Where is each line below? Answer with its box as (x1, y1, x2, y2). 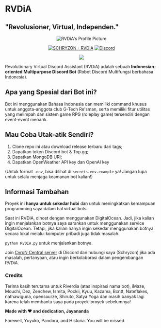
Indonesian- (131, 64, 157, 69)
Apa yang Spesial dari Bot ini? (5, 88, 97, 96)
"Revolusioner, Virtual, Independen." (5, 23, 119, 31)
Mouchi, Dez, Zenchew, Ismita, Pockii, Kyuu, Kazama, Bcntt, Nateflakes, (5, 288, 149, 294)
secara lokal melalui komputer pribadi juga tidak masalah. (5, 231, 120, 237)
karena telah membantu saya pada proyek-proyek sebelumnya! (5, 298, 131, 305)
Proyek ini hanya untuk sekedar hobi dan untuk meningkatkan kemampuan (5, 200, 156, 206)
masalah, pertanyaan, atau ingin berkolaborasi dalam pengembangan (5, 255, 144, 261)
